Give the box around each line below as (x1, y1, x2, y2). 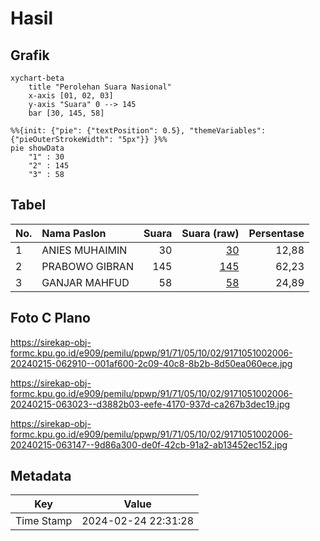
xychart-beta (10, 73, 65, 83)
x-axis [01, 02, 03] (28, 91, 114, 101)
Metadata (10, 468, 72, 485)
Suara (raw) (181, 226, 240, 240)
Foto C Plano (10, 310, 91, 327)
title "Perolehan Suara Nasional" (28, 82, 172, 92)
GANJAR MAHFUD (41, 275, 130, 289)
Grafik (10, 47, 50, 64)
